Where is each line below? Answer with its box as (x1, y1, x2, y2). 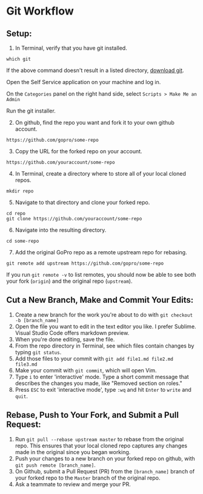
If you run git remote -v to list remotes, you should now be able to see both (6, 271, 196, 278)
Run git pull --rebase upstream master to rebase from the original (15, 435, 184, 443)
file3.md (15, 361, 38, 367)
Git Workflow (6, 4, 74, 18)
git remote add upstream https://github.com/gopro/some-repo (6, 260, 164, 266)
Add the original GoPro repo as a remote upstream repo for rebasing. (15, 249, 187, 255)
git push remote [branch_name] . (15, 461, 96, 469)
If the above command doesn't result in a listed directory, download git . (6, 67, 184, 74)
